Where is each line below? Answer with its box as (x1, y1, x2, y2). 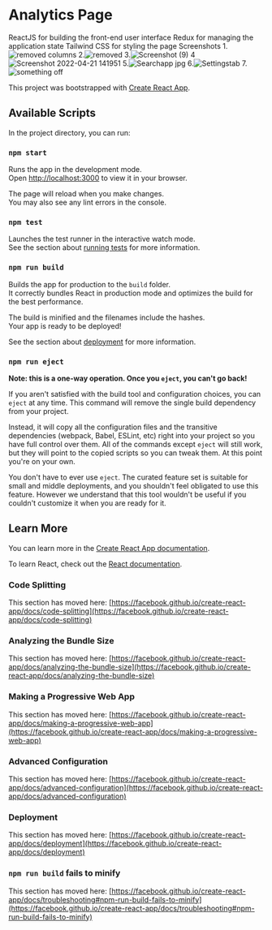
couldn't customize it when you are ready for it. (8, 497, 166, 508)
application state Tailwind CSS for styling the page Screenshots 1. (8, 41, 228, 50)
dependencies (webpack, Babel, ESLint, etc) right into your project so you (8, 430, 256, 440)
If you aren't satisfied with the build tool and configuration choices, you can (8, 389, 261, 398)
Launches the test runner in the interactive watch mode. (8, 234, 196, 244)
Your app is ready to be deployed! (8, 321, 122, 330)
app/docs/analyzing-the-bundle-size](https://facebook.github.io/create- (8, 662, 252, 672)
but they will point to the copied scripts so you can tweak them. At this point (8, 448, 262, 458)
